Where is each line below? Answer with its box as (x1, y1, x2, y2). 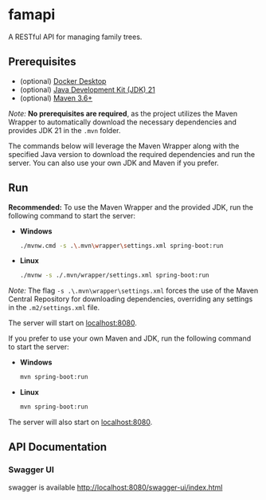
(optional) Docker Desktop (19, 76, 107, 85)
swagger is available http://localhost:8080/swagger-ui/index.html (8, 482, 223, 492)
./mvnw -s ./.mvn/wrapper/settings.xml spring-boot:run (19, 271, 209, 280)
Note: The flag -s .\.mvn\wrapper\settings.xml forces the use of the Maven (8, 285, 259, 296)
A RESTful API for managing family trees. (8, 32, 143, 41)
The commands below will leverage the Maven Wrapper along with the (8, 141, 240, 151)
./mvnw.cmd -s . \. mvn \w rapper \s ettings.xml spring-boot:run (19, 242, 224, 250)
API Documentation (8, 440, 108, 454)
